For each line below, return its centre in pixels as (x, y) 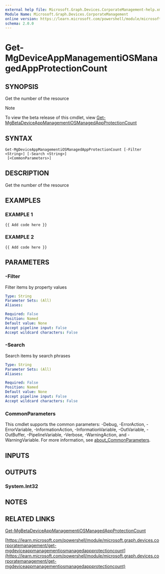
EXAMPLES (23, 200)
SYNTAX (19, 138)
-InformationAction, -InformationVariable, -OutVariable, (90, 430)
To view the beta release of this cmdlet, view (50, 118)
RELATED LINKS (30, 519)
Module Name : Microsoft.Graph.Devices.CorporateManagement (67, 14)
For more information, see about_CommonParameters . (96, 440)
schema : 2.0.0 (20, 23)
